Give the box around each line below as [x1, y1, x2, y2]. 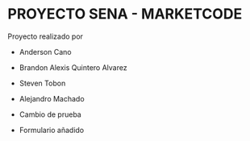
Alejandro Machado [19, 93, 85, 103]
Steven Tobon [19, 78, 66, 88]
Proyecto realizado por [7, 31, 84, 41]
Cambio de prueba [19, 110, 81, 119]
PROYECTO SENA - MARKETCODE [7, 5, 243, 23]
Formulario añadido [19, 125, 85, 135]
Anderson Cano [19, 47, 72, 56]
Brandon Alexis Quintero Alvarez [19, 62, 127, 73]
